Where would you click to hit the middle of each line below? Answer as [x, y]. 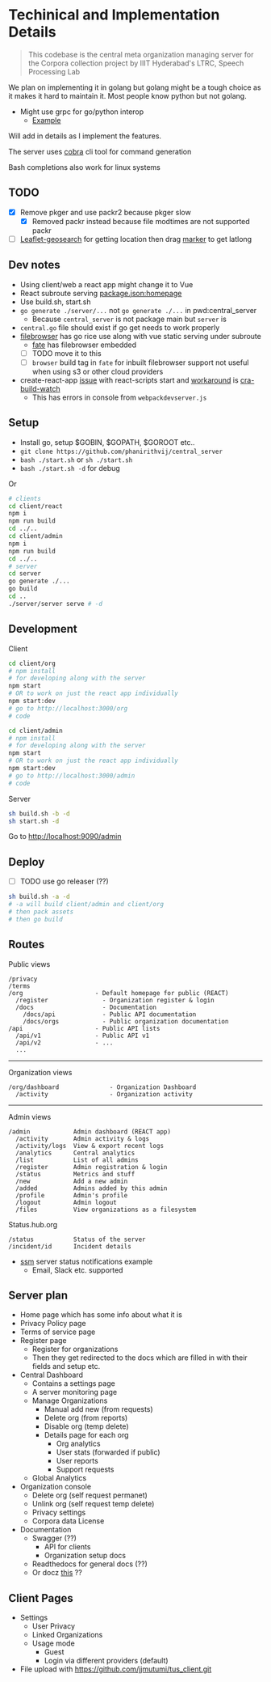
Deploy [27, 862]
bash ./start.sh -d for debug [70, 468]
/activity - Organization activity [104, 1094]
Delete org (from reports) [86, 1418]
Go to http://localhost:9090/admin [65, 837]
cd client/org [32, 663]
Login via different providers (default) [106, 1661]
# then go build [35, 919]
